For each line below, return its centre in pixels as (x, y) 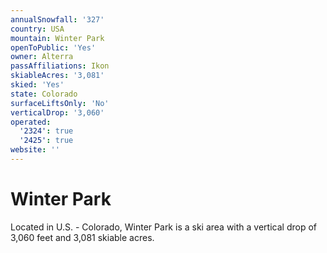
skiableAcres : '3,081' (57, 76)
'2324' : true (46, 131)
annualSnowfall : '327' (57, 19)
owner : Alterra (42, 57)
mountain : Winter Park (57, 38)
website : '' (35, 150)
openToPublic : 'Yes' (53, 47)
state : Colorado (44, 94)
